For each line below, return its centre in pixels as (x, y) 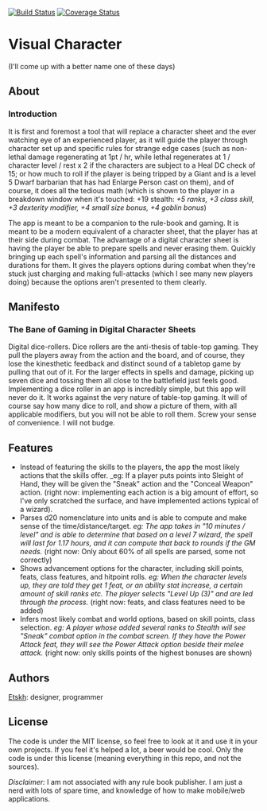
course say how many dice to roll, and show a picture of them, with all (122, 406)
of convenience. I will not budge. (62, 423)
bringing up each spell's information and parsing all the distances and (122, 256)
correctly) (36, 560)
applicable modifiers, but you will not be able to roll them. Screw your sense (132, 414)
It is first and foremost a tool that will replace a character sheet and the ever (132, 131)
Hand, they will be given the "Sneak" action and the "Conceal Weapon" (136, 484)
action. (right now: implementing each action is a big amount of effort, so (139, 492)
